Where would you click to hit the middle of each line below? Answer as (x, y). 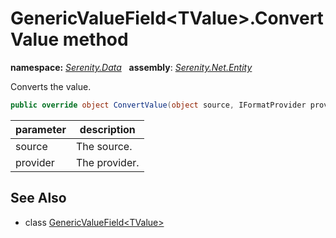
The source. (104, 146)
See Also (38, 198)
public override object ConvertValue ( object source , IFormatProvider (158, 105)
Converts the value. (51, 86)
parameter (41, 129)
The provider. (108, 162)
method (95, 39)
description (107, 129)
